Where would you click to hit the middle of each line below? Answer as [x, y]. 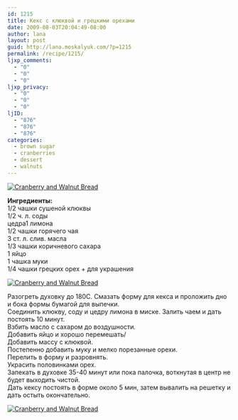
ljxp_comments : [30, 61]
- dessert [28, 160]
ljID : [15, 113]
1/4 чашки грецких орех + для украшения [70, 269]
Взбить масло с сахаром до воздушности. [72, 327]
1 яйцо [17, 253]
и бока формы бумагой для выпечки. [64, 304]
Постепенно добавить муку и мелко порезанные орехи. [92, 349]
